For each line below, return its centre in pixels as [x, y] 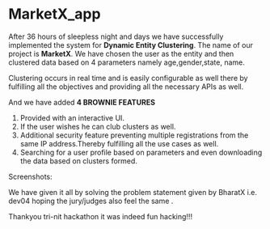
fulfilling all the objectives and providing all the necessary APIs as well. [126, 87]
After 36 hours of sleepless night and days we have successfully [116, 36]
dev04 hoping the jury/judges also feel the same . [91, 201]
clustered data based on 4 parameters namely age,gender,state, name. [127, 62]
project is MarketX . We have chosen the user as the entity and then [121, 53]
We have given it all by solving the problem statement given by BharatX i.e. [133, 192]
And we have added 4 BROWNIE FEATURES [82, 102]
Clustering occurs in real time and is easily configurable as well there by [128, 78]
